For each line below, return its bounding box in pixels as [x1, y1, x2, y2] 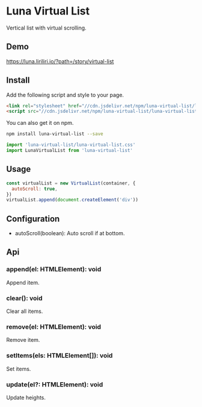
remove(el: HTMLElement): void [6, 323, 101, 331]
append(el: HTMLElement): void [6, 265, 102, 274]
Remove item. [6, 336, 40, 344]
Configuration [6, 213, 60, 224]
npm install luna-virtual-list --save [6, 131, 103, 137]
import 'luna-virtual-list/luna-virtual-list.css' [6, 142, 136, 148]
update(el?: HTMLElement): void [6, 380, 103, 388]
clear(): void [6, 294, 43, 302]
